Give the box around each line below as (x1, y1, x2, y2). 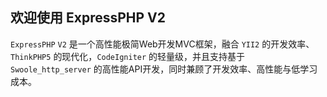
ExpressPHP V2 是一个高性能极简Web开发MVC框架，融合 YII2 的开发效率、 (10, 38, 315, 50)
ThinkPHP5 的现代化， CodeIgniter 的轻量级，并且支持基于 (10, 50, 246, 62)
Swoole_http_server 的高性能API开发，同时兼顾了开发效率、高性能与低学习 (10, 63, 318, 75)
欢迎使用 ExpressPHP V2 (10, 9, 167, 27)
